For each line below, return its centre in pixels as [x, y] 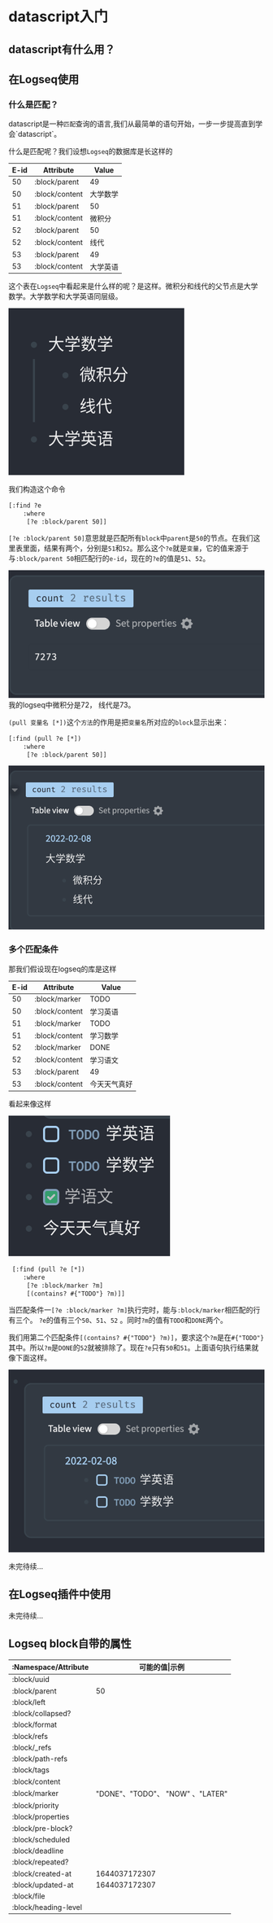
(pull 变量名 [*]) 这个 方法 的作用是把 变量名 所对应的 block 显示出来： [119, 722]
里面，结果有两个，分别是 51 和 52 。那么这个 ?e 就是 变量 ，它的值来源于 [136, 548]
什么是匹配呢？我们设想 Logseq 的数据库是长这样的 [91, 151]
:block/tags [31, 1770]
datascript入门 [58, 17]
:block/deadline [38, 1851]
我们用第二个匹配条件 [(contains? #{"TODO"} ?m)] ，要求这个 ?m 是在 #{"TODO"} [136, 1337]
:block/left [29, 1702]
